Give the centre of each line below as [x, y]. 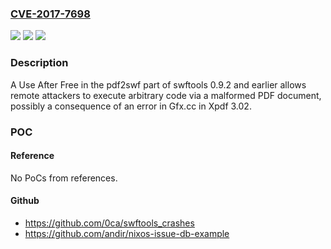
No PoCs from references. [64, 178]
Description [39, 63]
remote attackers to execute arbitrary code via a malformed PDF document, [166, 95]
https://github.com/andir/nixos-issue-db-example [127, 233]
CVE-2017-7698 [50, 14]
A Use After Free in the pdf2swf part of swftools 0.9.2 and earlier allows [158, 84]
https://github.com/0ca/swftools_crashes [109, 223]
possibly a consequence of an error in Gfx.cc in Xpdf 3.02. [131, 106]
